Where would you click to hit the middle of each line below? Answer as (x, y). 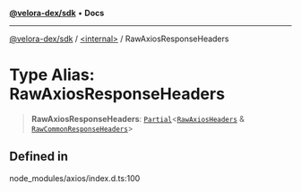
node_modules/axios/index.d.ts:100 (75, 178)
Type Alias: (52, 75)
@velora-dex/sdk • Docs (57, 13)
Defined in (39, 157)
